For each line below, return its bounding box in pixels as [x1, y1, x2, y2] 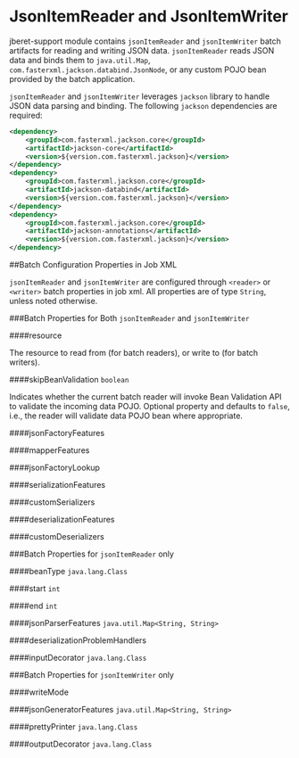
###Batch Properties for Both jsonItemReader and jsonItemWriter [9, 313, 250, 324]
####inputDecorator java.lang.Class [9, 653, 147, 663]
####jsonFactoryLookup [9, 462, 101, 474]
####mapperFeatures [9, 445, 90, 456]
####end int [9, 600, 58, 612]
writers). [9, 357, 40, 367]
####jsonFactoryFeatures [9, 428, 105, 439]
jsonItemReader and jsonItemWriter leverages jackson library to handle [9, 91, 270, 102]
